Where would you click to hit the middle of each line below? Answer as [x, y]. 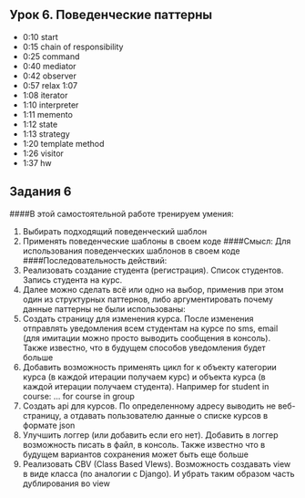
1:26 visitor [43, 153]
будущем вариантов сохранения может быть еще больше [135, 454]
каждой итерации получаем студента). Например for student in [146, 386]
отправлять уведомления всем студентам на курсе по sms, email [150, 328]
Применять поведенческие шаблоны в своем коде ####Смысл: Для [157, 241]
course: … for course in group [78, 396]
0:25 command [51, 56]
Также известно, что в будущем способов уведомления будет [144, 348]
